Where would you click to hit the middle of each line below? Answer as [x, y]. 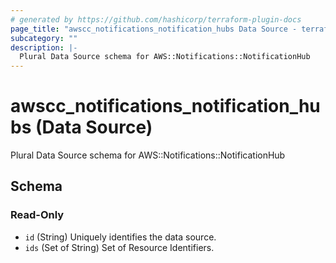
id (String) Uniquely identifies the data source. [120, 237]
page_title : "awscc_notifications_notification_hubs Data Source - [154, 29]
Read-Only [37, 215]
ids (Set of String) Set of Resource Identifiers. [119, 247]
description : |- [44, 47]
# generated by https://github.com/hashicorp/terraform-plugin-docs [156, 19]
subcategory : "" [44, 38]
